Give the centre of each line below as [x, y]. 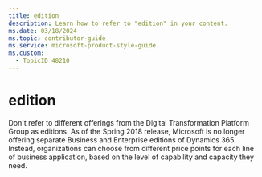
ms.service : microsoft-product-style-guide [82, 46]
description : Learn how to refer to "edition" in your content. [118, 23]
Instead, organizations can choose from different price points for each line [131, 148]
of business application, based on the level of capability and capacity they [131, 157]
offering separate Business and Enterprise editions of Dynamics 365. [122, 140]
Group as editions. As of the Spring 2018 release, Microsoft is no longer [127, 131]
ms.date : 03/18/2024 [43, 31]
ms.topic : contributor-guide [57, 38]
